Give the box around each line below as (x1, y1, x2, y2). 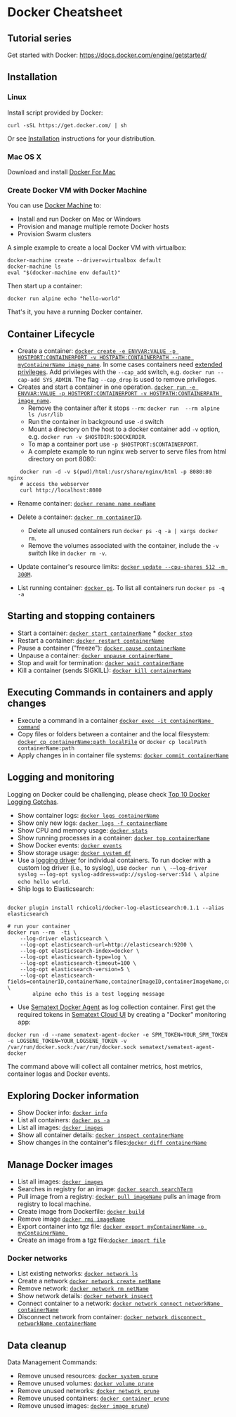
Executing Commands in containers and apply (7, 686, 214, 698)
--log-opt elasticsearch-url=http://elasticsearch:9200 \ (20, 941, 193, 948)
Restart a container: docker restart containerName (17, 636, 165, 644)
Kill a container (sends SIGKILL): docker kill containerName (17, 666, 192, 674)
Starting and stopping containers (7, 610, 156, 622)
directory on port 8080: (27, 455, 96, 463)
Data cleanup (7, 1339, 67, 1351)
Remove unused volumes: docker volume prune (17, 1379, 155, 1387)
